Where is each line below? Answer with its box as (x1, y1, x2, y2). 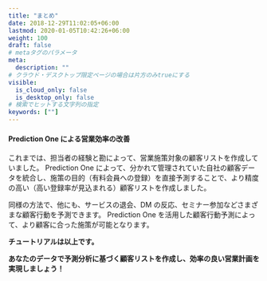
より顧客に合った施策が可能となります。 (22, 220, 154, 230)
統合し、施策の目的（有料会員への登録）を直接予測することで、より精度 (22, 173, 259, 183)
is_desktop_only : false (15, 93, 94, 101)
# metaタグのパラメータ (8, 49, 77, 57)
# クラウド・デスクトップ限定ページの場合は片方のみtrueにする (8, 71, 190, 79)
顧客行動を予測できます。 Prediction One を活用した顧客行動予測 (22, 210, 235, 220)
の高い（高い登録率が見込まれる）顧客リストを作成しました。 (8, 183, 211, 192)
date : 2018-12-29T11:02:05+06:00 (8, 19, 120, 27)
